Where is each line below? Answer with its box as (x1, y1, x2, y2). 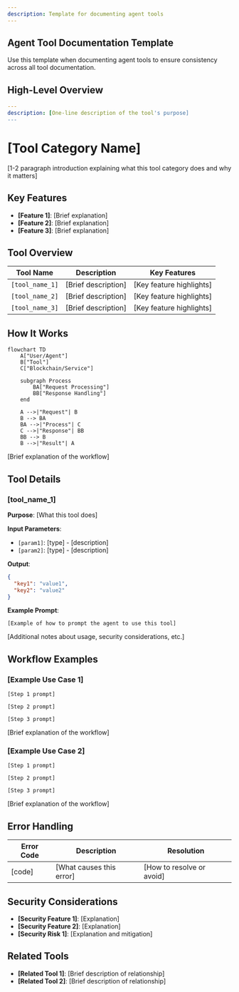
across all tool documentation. (7, 63, 96, 72)
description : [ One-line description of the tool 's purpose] (7, 110, 190, 117)
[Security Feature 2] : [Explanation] (17, 922, 121, 931)
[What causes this (55, 862, 116, 872)
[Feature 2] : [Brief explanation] (17, 218, 109, 227)
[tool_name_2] (11, 292, 59, 300)
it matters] (7, 171, 38, 180)
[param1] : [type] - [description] (17, 538, 109, 546)
